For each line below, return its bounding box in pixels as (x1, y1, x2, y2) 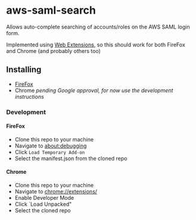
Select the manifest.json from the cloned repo (14, 155, 127, 162)
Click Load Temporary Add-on (14, 148, 85, 155)
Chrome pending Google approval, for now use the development (14, 87, 173, 94)
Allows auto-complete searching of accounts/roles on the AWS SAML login (6, 23, 190, 30)
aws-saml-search (6, 4, 97, 17)
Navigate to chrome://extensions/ (14, 188, 97, 195)
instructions (14, 93, 45, 100)
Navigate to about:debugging (14, 142, 87, 149)
